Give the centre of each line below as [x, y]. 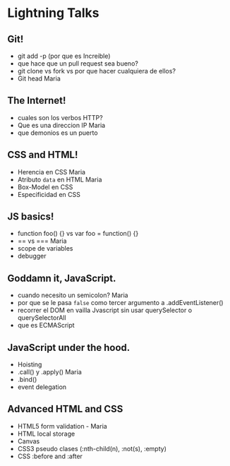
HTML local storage [46, 434]
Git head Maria [39, 78]
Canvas [29, 441]
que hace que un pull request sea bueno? [78, 64]
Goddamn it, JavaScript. [62, 278]
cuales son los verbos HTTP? [60, 117]
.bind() [27, 380]
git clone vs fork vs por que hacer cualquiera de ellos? [97, 71]
